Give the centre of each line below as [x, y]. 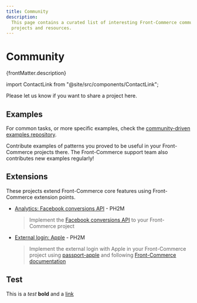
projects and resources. [42, 28]
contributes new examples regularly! [50, 158]
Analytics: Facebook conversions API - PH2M [69, 208]
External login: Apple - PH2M [50, 237]
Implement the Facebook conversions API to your [89, 220]
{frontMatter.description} [36, 73]
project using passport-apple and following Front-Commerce [103, 255]
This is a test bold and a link [40, 294]
